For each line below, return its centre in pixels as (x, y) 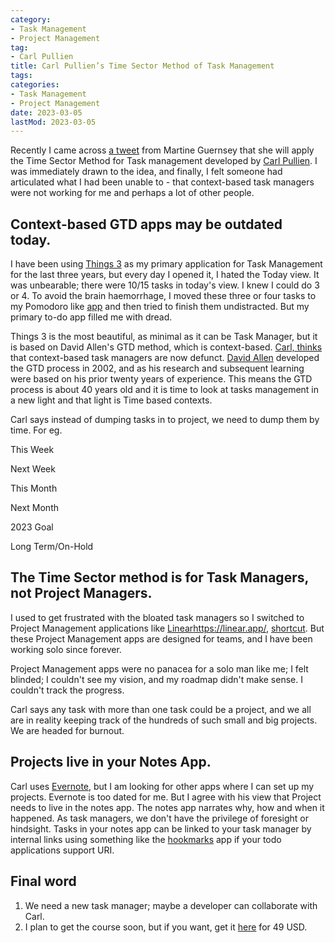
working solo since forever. (66, 649)
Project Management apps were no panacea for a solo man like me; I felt (159, 668)
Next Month (34, 508)
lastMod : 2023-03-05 (53, 122)
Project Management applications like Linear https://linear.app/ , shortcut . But (167, 628)
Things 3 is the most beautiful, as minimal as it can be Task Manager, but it (164, 337)
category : (31, 19)
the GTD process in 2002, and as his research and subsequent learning (157, 368)
